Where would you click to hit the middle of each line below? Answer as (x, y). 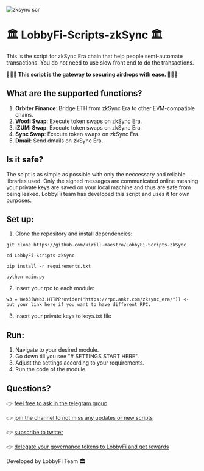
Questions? (29, 389)
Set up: (20, 219)
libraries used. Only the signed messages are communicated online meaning (102, 181)
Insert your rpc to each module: (55, 288)
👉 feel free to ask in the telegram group (57, 403)
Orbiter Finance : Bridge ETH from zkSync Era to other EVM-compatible (105, 108)
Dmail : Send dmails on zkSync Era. (59, 141)
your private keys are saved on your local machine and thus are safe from (99, 187)
